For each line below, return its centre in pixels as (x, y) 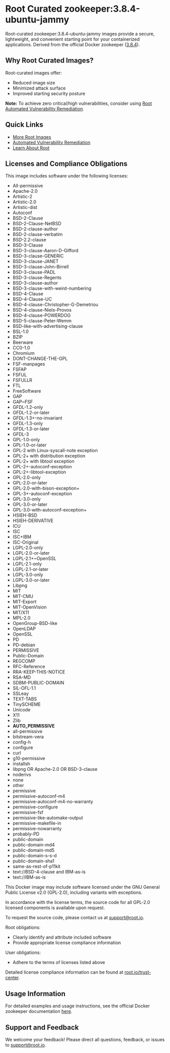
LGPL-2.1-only (27, 564)
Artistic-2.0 (24, 202)
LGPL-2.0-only (28, 548)
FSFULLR (22, 380)
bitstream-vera (28, 737)
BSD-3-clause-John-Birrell (41, 267)
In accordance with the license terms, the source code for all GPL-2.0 (78, 902)
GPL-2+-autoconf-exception (42, 467)
